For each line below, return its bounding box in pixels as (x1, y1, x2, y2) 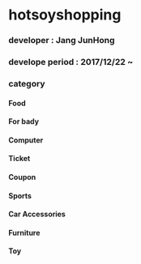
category (8, 78, 45, 89)
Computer (8, 135, 44, 145)
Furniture (8, 228, 41, 237)
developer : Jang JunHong (8, 35, 115, 46)
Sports (8, 190, 32, 200)
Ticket (8, 154, 31, 164)
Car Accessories (8, 209, 66, 219)
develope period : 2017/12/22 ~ (8, 57, 134, 68)
